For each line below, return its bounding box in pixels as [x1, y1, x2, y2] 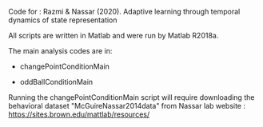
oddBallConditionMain [19, 77, 94, 86]
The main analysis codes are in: [8, 46, 113, 55]
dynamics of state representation [8, 15, 118, 25]
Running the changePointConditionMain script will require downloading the [8, 93, 255, 102]
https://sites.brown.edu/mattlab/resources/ [8, 109, 150, 119]
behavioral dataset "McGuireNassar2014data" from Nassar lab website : [8, 101, 246, 110]
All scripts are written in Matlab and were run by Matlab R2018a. [8, 31, 219, 40]
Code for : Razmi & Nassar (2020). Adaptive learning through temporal [8, 7, 241, 16]
